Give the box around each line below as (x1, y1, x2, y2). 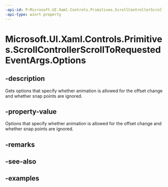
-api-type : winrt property (5, 12, 61, 17)
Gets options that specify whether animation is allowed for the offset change (5, 88, 163, 94)
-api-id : (5, 7, 23, 12)
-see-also (5, 158, 36, 166)
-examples (5, 174, 39, 183)
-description (5, 74, 45, 83)
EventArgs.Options (5, 54, 86, 66)
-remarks (5, 140, 35, 149)
